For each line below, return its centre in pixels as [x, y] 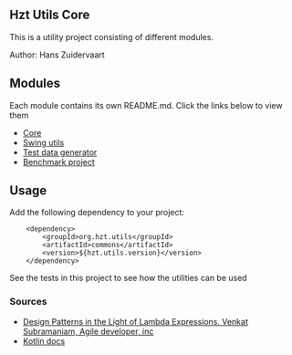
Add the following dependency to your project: [97, 213]
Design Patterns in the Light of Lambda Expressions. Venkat [135, 321]
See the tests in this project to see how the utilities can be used [129, 278]
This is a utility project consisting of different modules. [112, 37]
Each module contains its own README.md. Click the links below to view [146, 105]
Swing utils [43, 142]
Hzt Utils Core [50, 15]
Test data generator [60, 152]
